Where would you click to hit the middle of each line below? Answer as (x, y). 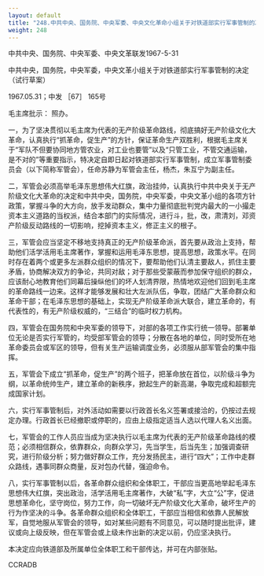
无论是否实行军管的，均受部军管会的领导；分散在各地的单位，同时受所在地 (135, 338)
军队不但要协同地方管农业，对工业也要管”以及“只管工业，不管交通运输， (135, 150)
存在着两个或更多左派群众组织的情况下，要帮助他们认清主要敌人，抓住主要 (135, 262)
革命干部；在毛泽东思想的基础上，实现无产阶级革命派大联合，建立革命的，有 (132, 301)
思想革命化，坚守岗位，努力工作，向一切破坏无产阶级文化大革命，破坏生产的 (132, 503)
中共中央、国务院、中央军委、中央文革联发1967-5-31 (93, 54)
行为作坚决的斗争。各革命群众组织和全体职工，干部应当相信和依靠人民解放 (128, 513)
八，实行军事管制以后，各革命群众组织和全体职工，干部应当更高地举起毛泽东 (132, 483)
